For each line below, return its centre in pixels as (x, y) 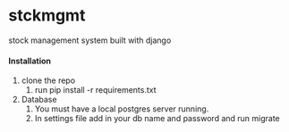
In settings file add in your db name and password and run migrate (157, 119)
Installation (30, 61)
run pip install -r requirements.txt (96, 90)
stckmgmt (47, 16)
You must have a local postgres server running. (122, 109)
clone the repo (48, 80)
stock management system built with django (90, 40)
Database (39, 100)
